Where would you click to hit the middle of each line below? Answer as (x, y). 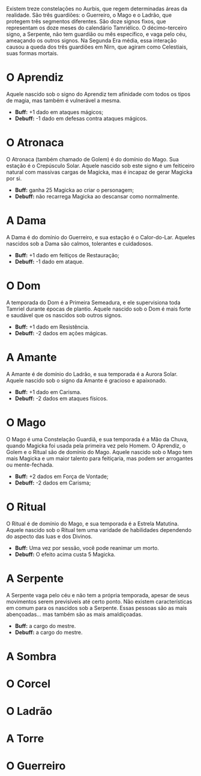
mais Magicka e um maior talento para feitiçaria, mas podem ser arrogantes (100, 458)
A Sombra (31, 656)
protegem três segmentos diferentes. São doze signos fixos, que (86, 21)
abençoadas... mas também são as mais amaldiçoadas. (74, 614)
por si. (14, 178)
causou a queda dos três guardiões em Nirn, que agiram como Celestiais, (97, 47)
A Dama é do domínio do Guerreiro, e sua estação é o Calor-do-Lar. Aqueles (101, 237)
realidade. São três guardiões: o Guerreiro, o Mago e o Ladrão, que (89, 15)
